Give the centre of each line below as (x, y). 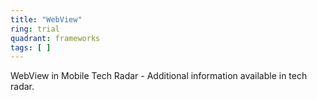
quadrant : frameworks (55, 38)
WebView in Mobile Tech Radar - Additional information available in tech (159, 76)
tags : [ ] (31, 47)
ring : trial (35, 29)
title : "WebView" (46, 19)
